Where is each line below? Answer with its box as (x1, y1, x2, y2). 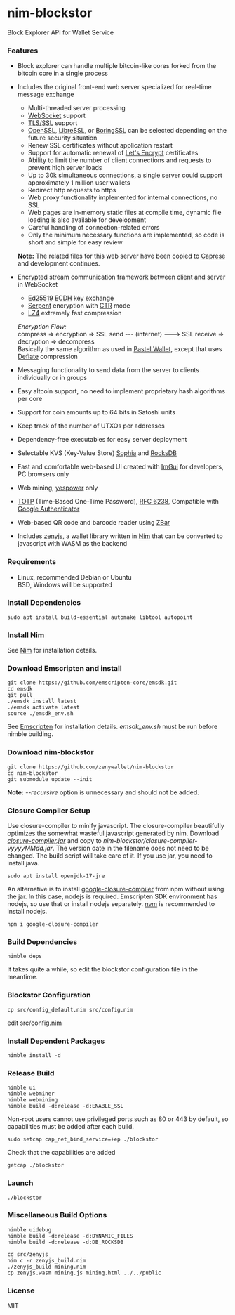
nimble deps (7, 953, 42, 960)
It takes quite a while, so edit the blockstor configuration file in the (7, 965, 199, 974)
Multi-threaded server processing (27, 104, 126, 112)
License (7, 1285, 35, 1295)
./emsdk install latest (7, 698, 77, 705)
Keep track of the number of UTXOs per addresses (17, 421, 165, 430)
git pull (7, 692, 33, 699)
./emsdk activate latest (7, 704, 80, 711)
